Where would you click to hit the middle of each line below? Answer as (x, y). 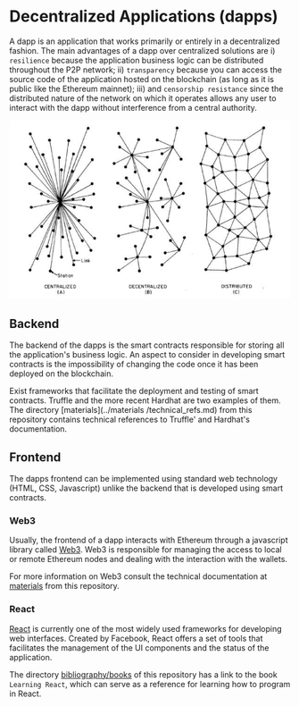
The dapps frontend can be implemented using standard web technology (144, 479)
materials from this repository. (65, 586)
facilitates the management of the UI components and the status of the (139, 647)
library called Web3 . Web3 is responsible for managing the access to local (146, 550)
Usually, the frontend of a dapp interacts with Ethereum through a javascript (149, 540)
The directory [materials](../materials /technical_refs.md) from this (131, 410)
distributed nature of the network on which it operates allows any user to (143, 98)
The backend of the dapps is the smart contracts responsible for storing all (147, 345)
